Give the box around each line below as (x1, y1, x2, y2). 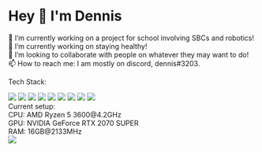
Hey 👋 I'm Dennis (8, 7, 122, 25)
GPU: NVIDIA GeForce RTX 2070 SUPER (8, 118, 139, 128)
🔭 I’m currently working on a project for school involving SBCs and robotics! (8, 33, 255, 43)
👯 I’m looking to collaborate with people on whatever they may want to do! (8, 50, 249, 59)
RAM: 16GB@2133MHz (8, 126, 83, 136)
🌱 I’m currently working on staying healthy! (8, 41, 148, 50)
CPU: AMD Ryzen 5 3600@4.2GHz (8, 109, 122, 119)
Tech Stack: (8, 76, 47, 86)
